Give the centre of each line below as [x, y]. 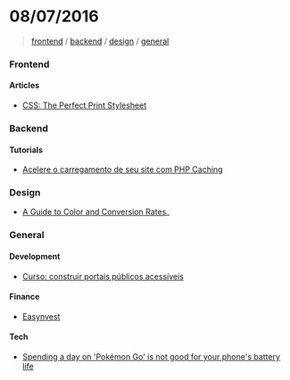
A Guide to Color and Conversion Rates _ [96, 212]
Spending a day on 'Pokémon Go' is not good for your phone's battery [151, 357]
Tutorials [26, 150]
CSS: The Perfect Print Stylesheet [84, 105]
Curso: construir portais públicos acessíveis [103, 276]
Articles [25, 86]
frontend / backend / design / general [100, 41]
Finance [25, 297]
